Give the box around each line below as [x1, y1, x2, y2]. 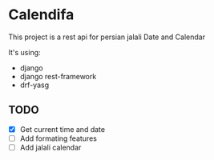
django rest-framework [19, 71, 97, 81]
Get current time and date [19, 124, 106, 134]
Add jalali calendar [19, 142, 82, 152]
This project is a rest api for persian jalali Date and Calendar [8, 32, 206, 42]
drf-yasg [19, 80, 50, 90]
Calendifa [8, 6, 75, 24]
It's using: [8, 47, 42, 57]
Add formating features [19, 134, 98, 143]
